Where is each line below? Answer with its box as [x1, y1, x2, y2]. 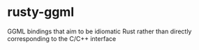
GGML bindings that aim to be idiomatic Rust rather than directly [7, 27, 192, 35]
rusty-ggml [7, 4, 75, 20]
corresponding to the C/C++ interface [7, 34, 117, 42]
